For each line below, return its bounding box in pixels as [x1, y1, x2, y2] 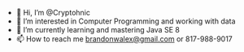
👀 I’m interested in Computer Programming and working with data [15, 16, 236, 26]
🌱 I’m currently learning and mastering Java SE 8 [15, 25, 181, 34]
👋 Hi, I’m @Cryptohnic [15, 8, 91, 17]
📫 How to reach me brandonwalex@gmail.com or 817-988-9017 [15, 34, 233, 44]
